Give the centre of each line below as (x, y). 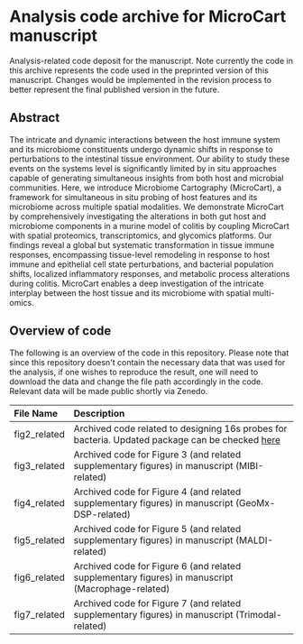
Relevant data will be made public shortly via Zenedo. (109, 391)
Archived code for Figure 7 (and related (157, 603)
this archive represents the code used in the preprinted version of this (139, 70)
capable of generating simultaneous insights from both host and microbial (147, 178)
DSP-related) (102, 514)
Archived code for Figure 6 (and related (157, 566)
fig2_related (39, 434)
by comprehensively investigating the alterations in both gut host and (138, 216)
